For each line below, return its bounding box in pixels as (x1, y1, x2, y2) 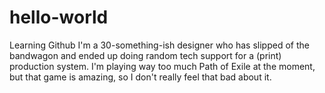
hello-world (9, 6, 109, 29)
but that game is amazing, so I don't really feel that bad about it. (9, 71, 272, 83)
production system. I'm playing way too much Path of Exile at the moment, (9, 60, 316, 72)
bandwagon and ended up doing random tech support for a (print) (9, 49, 282, 61)
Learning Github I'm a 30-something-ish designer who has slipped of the (9, 39, 310, 51)
